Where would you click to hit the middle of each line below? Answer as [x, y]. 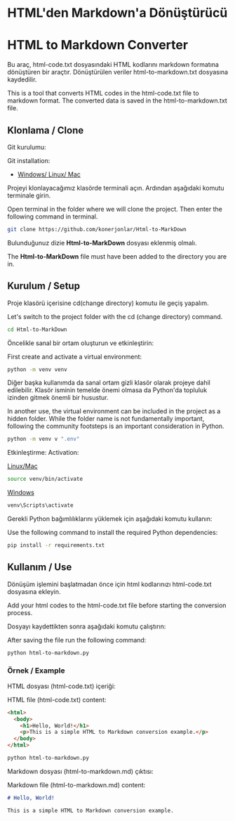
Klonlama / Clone [46, 130]
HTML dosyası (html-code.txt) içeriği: [61, 686]
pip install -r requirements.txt [56, 545]
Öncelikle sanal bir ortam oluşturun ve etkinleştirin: [81, 343]
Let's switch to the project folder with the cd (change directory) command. [115, 316]
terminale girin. [29, 195]
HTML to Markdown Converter [98, 45]
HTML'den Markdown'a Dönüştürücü [117, 13]
